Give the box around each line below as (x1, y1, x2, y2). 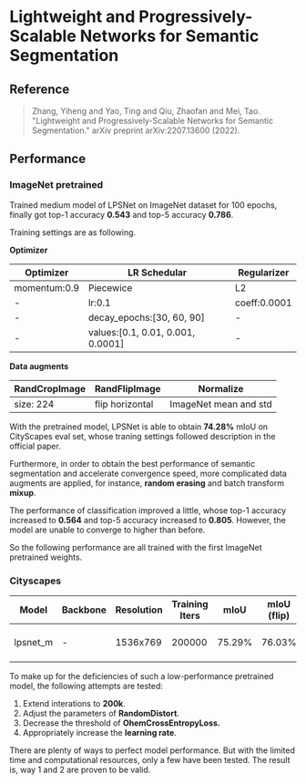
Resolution (115, 603, 163, 616)
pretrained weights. (9, 552, 83, 562)
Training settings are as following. (9, 226, 137, 238)
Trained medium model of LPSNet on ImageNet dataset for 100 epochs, (9, 199, 278, 211)
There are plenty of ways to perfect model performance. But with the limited (9, 745, 296, 756)
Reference (9, 81, 70, 97)
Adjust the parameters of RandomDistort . (22, 707, 180, 718)
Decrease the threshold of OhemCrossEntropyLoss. (22, 717, 221, 728)
